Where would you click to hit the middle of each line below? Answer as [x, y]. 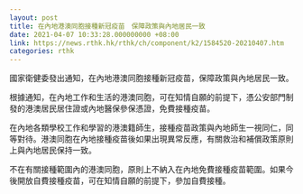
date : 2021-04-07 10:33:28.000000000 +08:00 [94, 34]
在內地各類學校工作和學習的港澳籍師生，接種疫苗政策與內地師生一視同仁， [147, 128]
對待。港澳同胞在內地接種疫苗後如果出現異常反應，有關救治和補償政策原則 [155, 139]
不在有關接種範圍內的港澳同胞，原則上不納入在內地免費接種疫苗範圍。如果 [147, 170]
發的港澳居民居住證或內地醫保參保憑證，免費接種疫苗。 [112, 108]
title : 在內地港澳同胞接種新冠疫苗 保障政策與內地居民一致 [107, 26]
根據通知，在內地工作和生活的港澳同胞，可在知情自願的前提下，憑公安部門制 [151, 97]
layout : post [34, 18]
